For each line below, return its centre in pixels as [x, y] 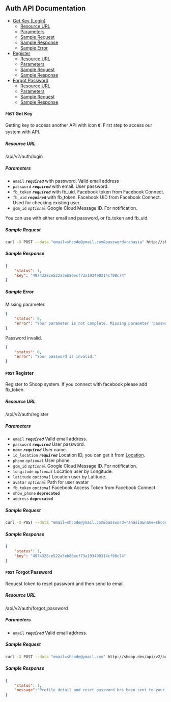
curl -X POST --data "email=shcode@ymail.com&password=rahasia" [75, 242]
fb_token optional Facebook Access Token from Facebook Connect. [84, 488]
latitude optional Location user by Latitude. [60, 477]
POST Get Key [19, 114]
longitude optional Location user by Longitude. [63, 471]
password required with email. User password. [61, 186]
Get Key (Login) [29, 20]
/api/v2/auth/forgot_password [37, 608]
